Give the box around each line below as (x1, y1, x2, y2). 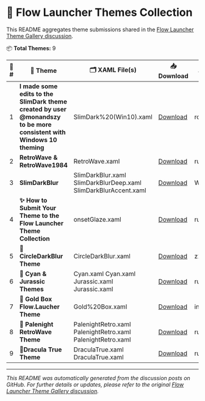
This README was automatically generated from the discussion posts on (6, 374, 190, 381)
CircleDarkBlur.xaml (73, 252, 131, 260)
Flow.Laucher (19, 302, 60, 311)
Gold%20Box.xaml (73, 302, 128, 311)
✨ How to (19, 196, 48, 204)
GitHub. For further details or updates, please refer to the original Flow (6, 381, 184, 388)
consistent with (19, 128, 66, 137)
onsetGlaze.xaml (73, 215, 121, 223)
